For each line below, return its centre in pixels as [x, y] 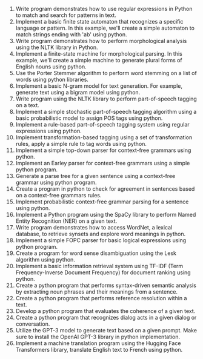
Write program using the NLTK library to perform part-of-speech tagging [106, 99]
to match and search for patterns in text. [66, 15]
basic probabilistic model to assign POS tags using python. [89, 118]
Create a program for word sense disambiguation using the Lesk [96, 253]
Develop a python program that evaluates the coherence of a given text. [105, 311]
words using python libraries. [52, 79]
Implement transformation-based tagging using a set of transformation [104, 137]
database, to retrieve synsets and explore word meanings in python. [101, 234]
